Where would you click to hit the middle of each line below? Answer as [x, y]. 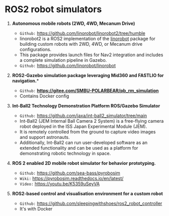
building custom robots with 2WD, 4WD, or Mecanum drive [81, 44]
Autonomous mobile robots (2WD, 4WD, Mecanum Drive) [73, 23]
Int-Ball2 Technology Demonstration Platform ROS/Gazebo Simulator [86, 105]
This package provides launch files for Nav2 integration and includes [91, 55]
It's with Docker [36, 208]
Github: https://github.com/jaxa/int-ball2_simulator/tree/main [83, 116]
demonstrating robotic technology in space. [65, 153]
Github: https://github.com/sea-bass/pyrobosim [70, 173]
